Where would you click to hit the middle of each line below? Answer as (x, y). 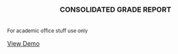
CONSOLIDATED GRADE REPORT (115, 10)
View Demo (23, 44)
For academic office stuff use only (47, 31)
